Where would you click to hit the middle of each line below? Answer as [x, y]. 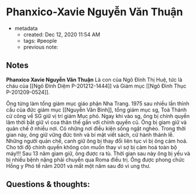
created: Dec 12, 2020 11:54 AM [62, 34]
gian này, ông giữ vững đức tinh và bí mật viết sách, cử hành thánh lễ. [90, 135]
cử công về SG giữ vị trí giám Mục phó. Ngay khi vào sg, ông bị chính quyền [98, 116]
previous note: [41, 47]
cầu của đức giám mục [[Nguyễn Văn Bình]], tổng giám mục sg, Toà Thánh [96, 110]
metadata [26, 28]
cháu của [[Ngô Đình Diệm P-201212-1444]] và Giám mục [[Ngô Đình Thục [96, 86]
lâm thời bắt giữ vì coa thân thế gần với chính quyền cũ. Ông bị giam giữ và [96, 122]
